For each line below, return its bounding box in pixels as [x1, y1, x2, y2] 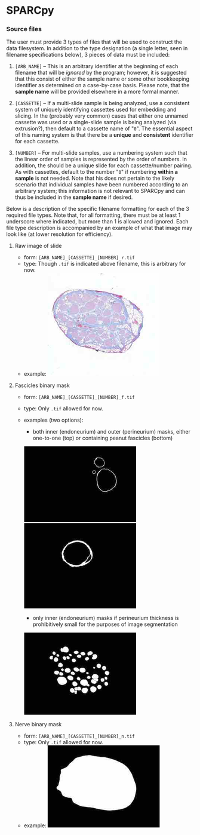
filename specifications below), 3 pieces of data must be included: [6, 51, 170, 59]
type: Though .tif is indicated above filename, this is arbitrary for [23, 260, 186, 268]
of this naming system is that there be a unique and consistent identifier [14, 131, 194, 139]
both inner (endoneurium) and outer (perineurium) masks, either [32, 428, 191, 435]
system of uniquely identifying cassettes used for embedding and [14, 106, 177, 113]
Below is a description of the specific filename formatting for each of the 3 [6, 205, 189, 213]
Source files [6, 25, 42, 33]
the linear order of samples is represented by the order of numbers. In [14, 156, 187, 163]
